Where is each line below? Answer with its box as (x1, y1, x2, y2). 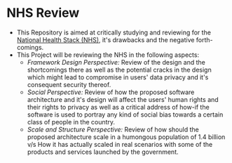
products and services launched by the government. (27, 148, 179, 156)
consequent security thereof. (27, 80, 111, 89)
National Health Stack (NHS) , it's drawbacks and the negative (16, 35, 195, 44)
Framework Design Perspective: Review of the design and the (27, 58, 206, 66)
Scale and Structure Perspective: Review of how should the (27, 125, 199, 133)
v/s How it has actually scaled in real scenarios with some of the (27, 140, 213, 148)
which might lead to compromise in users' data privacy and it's (27, 72, 209, 81)
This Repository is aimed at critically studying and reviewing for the (16, 28, 212, 37)
